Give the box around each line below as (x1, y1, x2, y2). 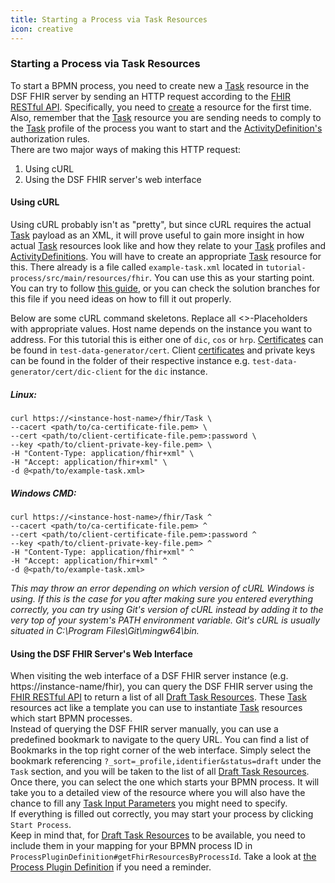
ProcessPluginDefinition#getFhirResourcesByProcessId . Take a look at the (10, 851, 317, 863)
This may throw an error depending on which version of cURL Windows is (10, 582, 315, 594)
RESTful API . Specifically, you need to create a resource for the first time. (10, 101, 312, 113)
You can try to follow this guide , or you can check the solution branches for (10, 282, 321, 294)
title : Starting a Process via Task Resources (10, 14, 208, 25)
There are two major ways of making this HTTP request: (10, 143, 242, 155)
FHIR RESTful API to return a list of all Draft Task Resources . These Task (10, 691, 307, 703)
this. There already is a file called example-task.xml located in (10, 261, 264, 273)
